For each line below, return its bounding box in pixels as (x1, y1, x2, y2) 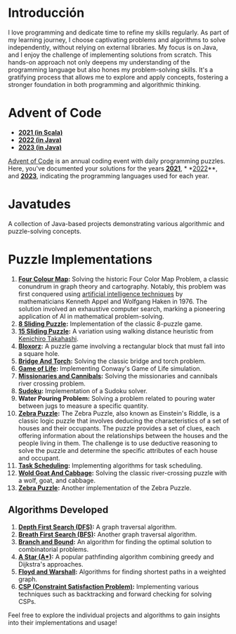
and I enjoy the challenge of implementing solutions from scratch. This (8, 51, 212, 59)
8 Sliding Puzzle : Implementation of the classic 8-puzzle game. (18, 319, 203, 328)
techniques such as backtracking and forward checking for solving (18, 590, 212, 598)
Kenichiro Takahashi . (18, 334, 79, 343)
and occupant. (18, 454, 60, 462)
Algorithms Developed (8, 504, 109, 516)
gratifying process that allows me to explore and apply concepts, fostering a (8, 72, 229, 81)
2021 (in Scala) (18, 128, 63, 136)
